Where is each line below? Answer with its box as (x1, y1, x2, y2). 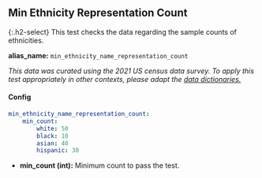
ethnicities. (8, 35, 44, 45)
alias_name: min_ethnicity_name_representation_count (8, 50, 189, 60)
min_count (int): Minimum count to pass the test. (19, 161, 180, 170)
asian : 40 (36, 139, 69, 147)
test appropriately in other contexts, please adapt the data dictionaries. (8, 74, 241, 83)
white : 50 (36, 124, 69, 132)
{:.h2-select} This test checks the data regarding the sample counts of (8, 27, 237, 36)
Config (8, 92, 32, 102)
